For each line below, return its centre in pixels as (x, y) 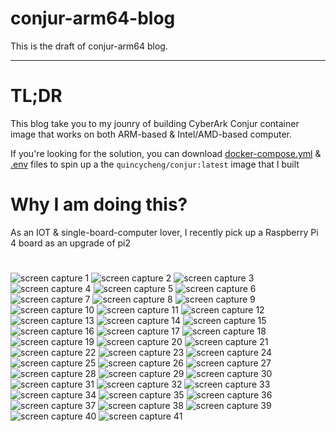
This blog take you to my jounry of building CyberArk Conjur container (155, 123)
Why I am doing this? (99, 204)
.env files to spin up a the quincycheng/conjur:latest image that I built (155, 164)
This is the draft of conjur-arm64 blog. (89, 46)
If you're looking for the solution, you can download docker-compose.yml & (166, 153)
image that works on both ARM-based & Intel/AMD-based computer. (151, 134)
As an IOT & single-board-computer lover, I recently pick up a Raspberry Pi (164, 232)
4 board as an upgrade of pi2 (71, 243)
